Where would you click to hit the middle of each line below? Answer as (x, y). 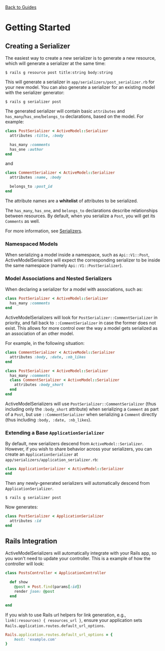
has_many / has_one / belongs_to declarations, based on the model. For (74, 116)
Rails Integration (31, 541)
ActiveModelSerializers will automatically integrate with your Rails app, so (81, 553)
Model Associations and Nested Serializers (58, 279)
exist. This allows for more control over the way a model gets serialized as (81, 328)
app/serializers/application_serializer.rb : (52, 460)
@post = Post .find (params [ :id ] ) (48, 587)
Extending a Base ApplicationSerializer (55, 433)
